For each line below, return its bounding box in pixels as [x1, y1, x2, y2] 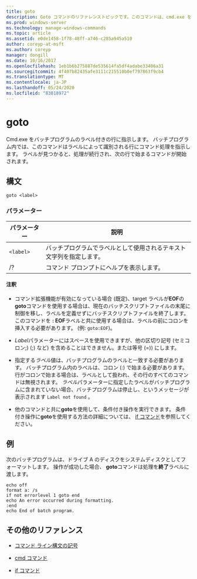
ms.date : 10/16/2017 [6, 57, 57, 63]
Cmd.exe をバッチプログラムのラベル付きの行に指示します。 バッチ [6, 135, 169, 142]
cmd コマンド [14, 554, 48, 561]
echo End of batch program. [6, 508, 75, 513]
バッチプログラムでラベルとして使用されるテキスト [46, 244, 186, 252]
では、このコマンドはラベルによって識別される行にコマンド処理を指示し [16, 143, 191, 150]
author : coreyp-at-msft [6, 42, 64, 47]
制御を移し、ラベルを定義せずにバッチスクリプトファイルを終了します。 [14, 310, 189, 316]
